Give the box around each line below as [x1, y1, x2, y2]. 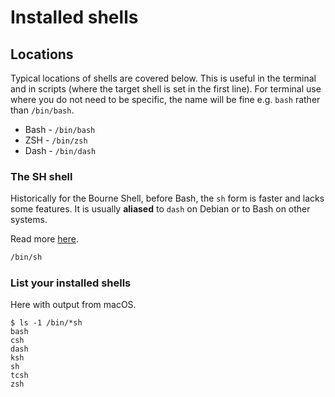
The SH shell [10, 169, 73, 183]
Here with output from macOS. [10, 299, 137, 311]
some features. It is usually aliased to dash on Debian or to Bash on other [10, 203, 311, 215]
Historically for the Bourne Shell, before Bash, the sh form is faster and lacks [10, 192, 325, 205]
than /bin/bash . [10, 104, 75, 116]
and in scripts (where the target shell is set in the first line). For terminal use [10, 83, 322, 95]
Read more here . [10, 233, 79, 245]
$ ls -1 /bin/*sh [10, 318, 83, 328]
